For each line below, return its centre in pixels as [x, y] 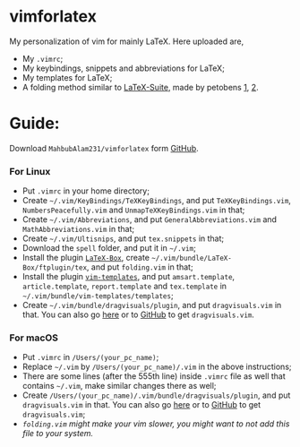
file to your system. [58, 434]
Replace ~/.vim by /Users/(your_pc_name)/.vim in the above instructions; [157, 367]
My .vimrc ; [43, 58]
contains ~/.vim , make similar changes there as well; [119, 386]
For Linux [30, 171]
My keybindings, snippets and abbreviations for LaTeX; [124, 68]
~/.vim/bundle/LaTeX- [192, 258]
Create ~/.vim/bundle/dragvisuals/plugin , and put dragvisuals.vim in [152, 305]
